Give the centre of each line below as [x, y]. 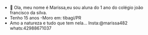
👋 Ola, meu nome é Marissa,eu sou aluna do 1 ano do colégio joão [76, 8]
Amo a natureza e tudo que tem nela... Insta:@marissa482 [69, 23]
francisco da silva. [28, 13]
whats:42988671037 [30, 28]
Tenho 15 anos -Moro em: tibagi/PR [45, 18]
